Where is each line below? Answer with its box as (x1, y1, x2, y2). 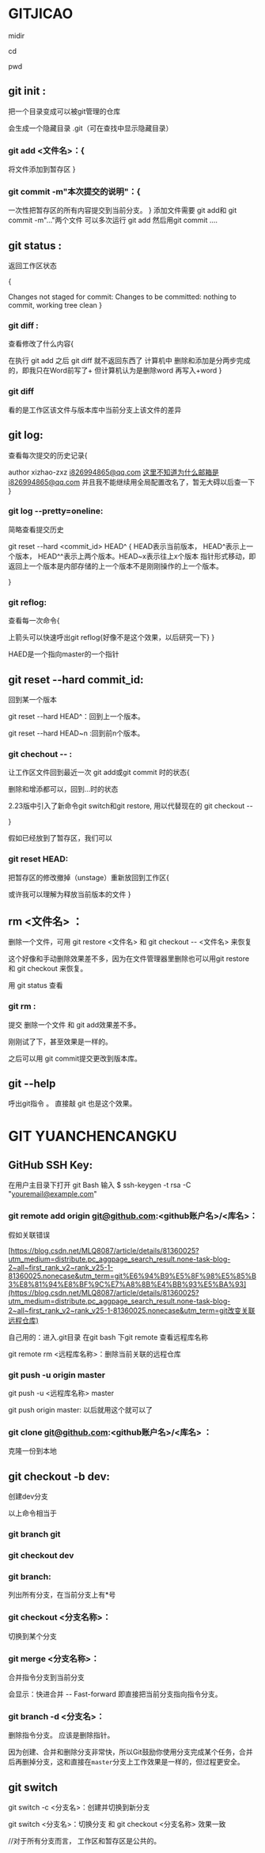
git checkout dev (8, 1550, 74, 1561)
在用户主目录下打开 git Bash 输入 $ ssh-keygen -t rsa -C (8, 1180, 191, 1190)
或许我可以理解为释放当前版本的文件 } (8, 889, 131, 898)
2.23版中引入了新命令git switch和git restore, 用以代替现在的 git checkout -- (8, 801, 253, 811)
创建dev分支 (8, 1492, 49, 1501)
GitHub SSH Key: (8, 1159, 93, 1172)
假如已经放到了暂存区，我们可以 (8, 834, 112, 843)
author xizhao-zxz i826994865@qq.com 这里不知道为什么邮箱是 (8, 467, 220, 477)
